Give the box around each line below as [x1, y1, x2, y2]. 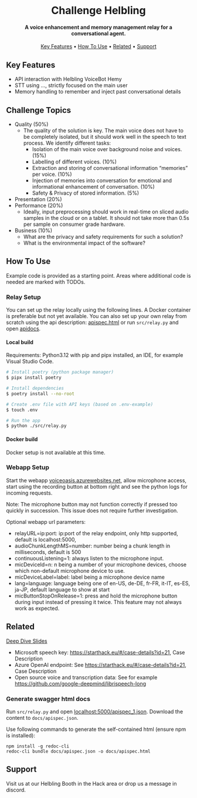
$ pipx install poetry [6, 375, 62, 381]
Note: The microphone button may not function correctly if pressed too [6, 500, 178, 507]
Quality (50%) [14, 121, 49, 128]
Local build [6, 338, 34, 346]
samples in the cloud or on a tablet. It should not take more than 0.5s [23, 215, 189, 222]
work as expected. [14, 605, 60, 612]
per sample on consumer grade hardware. [23, 221, 125, 228]
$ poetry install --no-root [6, 390, 75, 396]
